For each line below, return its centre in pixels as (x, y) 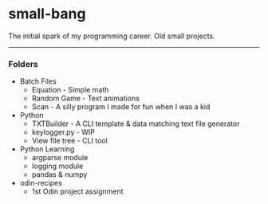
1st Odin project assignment (77, 191)
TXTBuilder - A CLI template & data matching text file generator (136, 124)
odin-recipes (41, 183)
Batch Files (38, 81)
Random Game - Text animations (85, 98)
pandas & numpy (59, 175)
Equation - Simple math (70, 90)
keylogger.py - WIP (63, 132)
